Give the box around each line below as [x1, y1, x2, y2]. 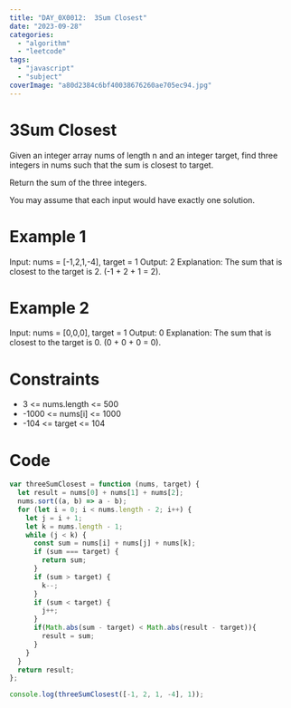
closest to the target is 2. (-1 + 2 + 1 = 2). [9, 266, 161, 276]
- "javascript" [17, 64, 75, 73]
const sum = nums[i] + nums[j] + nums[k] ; [33, 538, 196, 548]
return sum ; [42, 556, 88, 565]
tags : [9, 55, 30, 64]
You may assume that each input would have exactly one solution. [9, 194, 256, 205]
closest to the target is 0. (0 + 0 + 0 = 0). [9, 337, 161, 348]
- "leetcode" [17, 47, 67, 56]
